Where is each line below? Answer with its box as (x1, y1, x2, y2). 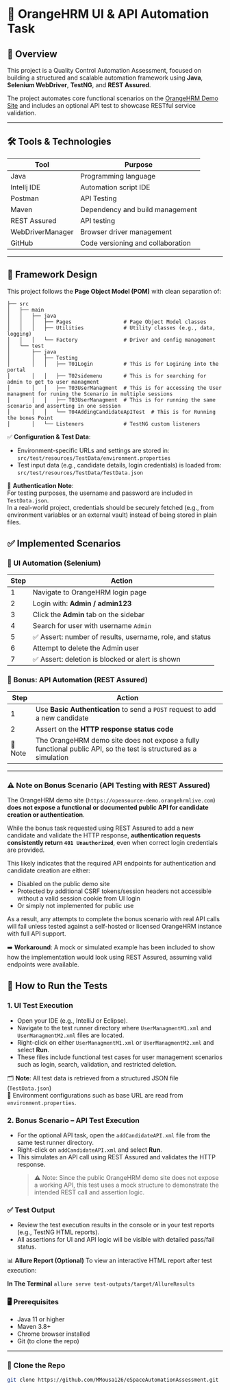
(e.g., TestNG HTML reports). (16, 1228, 100, 1236)
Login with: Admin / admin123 (32, 599, 132, 608)
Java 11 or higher (16, 1315, 65, 1323)
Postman (10, 194, 39, 203)
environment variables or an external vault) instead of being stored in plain (7, 511, 217, 519)
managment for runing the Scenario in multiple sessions (7, 391, 173, 397)
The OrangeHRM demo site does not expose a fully (35, 735, 200, 745)
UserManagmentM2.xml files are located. (16, 1031, 125, 1039)
